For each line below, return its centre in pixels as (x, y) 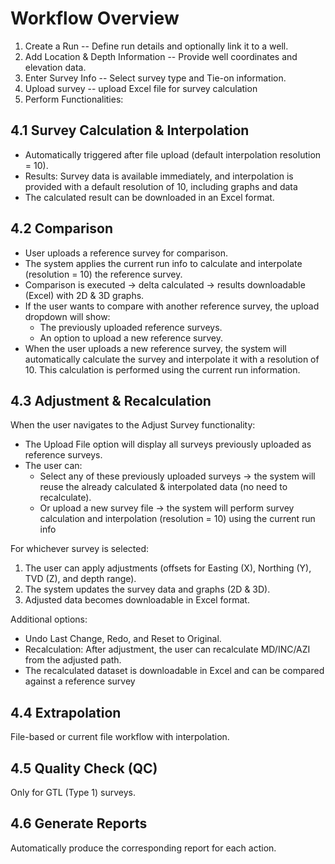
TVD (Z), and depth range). (80, 579)
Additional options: (49, 619)
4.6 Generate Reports (79, 823)
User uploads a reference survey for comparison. (126, 253)
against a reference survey (80, 681)
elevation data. (55, 67)
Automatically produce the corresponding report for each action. (143, 848)
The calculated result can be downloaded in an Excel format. (149, 197)
